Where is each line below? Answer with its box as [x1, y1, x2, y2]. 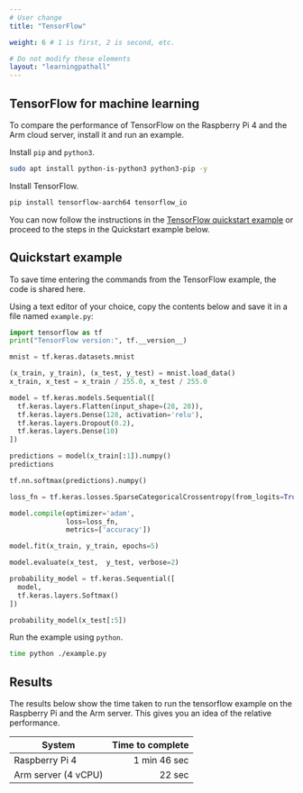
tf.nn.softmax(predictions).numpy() [9, 476, 147, 485]
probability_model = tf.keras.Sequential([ [9, 574, 176, 583]
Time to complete [111, 739, 189, 752]
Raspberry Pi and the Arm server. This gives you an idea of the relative [9, 708, 272, 719]
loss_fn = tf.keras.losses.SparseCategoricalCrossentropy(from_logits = [9, 492, 284, 501]
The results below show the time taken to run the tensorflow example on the [9, 698, 293, 709]
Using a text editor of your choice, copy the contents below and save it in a [9, 301, 289, 312]
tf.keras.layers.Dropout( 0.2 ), [17, 418, 135, 428]
